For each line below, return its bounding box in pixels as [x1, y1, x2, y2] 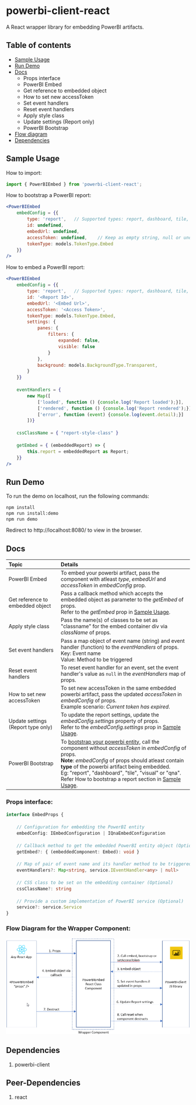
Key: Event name [61, 649, 101, 656]
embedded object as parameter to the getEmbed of [61, 596, 184, 603]
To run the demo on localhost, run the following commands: [6, 493, 150, 500]
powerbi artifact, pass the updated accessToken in [61, 691, 182, 698]
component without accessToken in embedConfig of [61, 744, 187, 751]
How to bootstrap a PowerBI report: [6, 192, 92, 199]
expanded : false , [58, 338, 100, 343]
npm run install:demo [6, 511, 59, 517]
